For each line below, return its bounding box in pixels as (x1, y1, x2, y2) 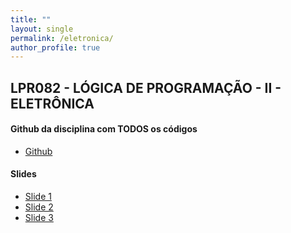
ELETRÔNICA (10, 95, 95, 112)
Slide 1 (24, 191, 52, 203)
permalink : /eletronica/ (10, 33, 114, 43)
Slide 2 (24, 201, 54, 213)
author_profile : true (10, 42, 101, 53)
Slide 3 (24, 212, 54, 224)
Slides (10, 168, 37, 180)
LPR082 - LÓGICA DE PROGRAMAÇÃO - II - (10, 79, 282, 96)
